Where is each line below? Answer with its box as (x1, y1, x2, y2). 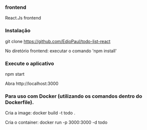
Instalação (5, 27, 31, 34)
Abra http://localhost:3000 (5, 80, 59, 87)
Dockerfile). (5, 99, 34, 106)
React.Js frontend (5, 15, 42, 21)
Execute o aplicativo (5, 60, 54, 67)
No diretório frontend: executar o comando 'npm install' (5, 48, 117, 54)
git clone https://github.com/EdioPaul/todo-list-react (5, 38, 111, 44)
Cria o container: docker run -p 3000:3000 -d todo (5, 119, 107, 126)
